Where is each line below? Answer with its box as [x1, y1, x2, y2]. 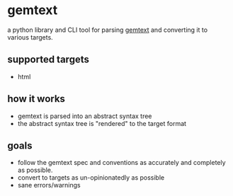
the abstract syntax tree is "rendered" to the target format [17, 119, 186, 127]
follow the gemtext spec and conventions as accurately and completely [17, 158, 226, 167]
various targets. [7, 33, 53, 41]
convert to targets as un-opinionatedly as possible [17, 173, 165, 182]
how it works [7, 93, 66, 105]
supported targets [7, 54, 90, 66]
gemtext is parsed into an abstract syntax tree [17, 112, 152, 120]
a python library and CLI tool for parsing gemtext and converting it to [7, 25, 208, 34]
